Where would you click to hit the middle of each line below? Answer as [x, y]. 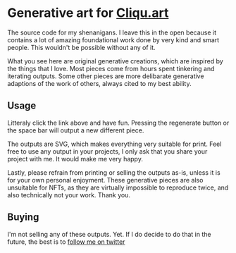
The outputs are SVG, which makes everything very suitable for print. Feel [114, 144]
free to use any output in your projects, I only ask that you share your [107, 151]
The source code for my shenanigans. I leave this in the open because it [112, 32]
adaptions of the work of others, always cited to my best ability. [99, 83]
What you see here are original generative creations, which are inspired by [115, 61]
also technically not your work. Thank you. [69, 195]
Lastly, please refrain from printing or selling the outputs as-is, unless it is [114, 172]
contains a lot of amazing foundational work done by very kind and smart [113, 39]
